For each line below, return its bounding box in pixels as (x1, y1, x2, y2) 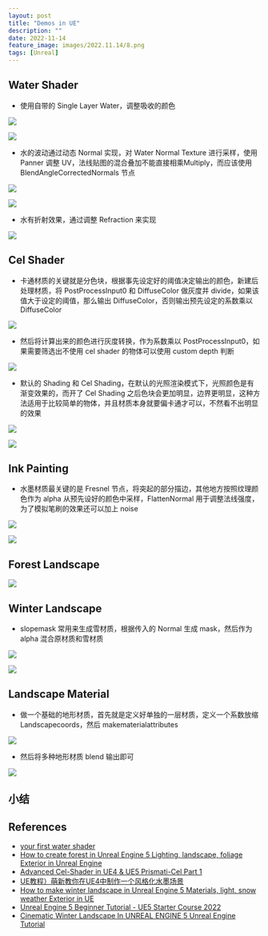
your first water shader (19, 842, 96, 851)
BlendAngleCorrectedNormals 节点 (19, 167, 136, 177)
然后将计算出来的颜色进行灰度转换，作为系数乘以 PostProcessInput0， (19, 336, 254, 346)
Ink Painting (8, 462, 70, 476)
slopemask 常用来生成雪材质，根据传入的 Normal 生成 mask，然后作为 (19, 624, 253, 634)
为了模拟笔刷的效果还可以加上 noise (19, 504, 138, 514)
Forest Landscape (8, 558, 100, 571)
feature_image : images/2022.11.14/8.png (8, 42, 146, 50)
